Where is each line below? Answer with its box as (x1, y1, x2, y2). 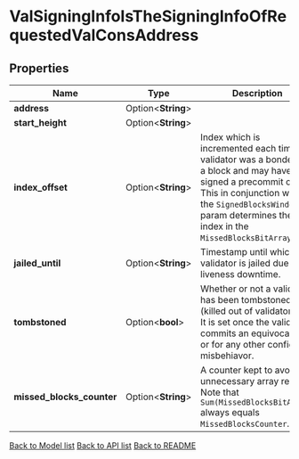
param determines (199, 209, 278, 221)
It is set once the (199, 316, 270, 328)
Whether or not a (199, 283, 271, 295)
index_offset (13, 181, 69, 193)
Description (231, 87, 283, 99)
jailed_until (13, 257, 61, 269)
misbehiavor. (199, 349, 255, 362)
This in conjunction (199, 187, 280, 199)
